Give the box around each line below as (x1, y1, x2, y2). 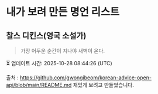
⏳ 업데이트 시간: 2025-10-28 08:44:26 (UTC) (6, 60, 112, 66)
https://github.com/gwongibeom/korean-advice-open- (19, 74, 152, 81)
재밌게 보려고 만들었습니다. (73, 82, 135, 88)
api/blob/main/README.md (6, 82, 72, 88)
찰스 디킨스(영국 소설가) (6, 31, 87, 41)
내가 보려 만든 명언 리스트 (6, 5, 120, 19)
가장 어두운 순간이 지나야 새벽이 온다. (20, 48, 105, 54)
